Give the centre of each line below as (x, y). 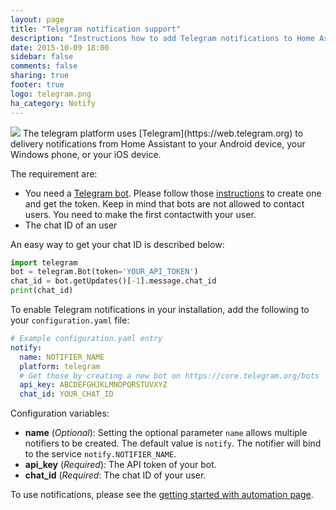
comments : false (44, 66)
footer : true (37, 85)
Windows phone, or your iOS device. (86, 154)
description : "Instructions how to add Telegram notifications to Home (162, 38)
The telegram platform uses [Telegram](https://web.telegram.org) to (163, 133)
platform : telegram (60, 366)
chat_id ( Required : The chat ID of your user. (115, 475)
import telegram (44, 262)
